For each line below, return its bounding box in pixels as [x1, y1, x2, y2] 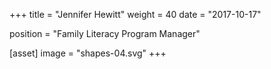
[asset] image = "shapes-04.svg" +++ [9, 47, 167, 59]
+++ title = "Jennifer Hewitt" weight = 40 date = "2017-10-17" [9, 9, 262, 20]
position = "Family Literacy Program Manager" [9, 28, 201, 39]
